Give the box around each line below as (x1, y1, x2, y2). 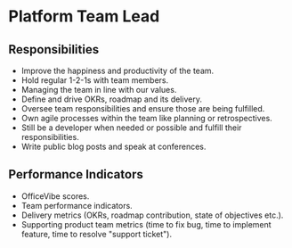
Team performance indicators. (20, 200, 133, 211)
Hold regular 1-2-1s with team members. (20, 75, 169, 86)
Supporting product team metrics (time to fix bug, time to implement (20, 219, 272, 229)
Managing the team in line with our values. (20, 85, 177, 95)
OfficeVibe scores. (20, 190, 90, 202)
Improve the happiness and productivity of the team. (20, 65, 215, 76)
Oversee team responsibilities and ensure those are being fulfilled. (20, 103, 265, 113)
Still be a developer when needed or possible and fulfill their (20, 122, 242, 133)
